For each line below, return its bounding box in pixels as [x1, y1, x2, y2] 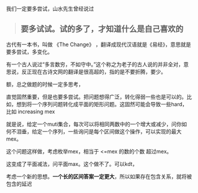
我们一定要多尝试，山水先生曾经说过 [6, 5, 94, 12]
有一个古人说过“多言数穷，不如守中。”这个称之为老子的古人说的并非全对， [6, 61, 184, 68]
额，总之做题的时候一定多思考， [6, 80, 84, 87]
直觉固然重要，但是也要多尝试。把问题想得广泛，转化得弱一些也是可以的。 [6, 93, 187, 100]
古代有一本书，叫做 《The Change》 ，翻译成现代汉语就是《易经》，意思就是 [6, 41, 192, 48]
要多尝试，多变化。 [6, 48, 53, 55]
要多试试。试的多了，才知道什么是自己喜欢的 [20, 24, 184, 34]
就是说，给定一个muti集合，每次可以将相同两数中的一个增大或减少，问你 [6, 120, 182, 127]
